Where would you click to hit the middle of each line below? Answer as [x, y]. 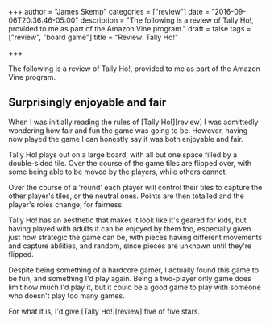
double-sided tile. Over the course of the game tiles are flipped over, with [130, 163]
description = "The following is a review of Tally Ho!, [167, 20]
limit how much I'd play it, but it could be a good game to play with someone [135, 287]
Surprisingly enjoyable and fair [87, 103]
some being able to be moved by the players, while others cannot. [118, 172]
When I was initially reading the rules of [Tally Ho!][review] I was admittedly [133, 122]
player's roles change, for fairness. [66, 204]
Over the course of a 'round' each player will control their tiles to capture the [135, 187]
